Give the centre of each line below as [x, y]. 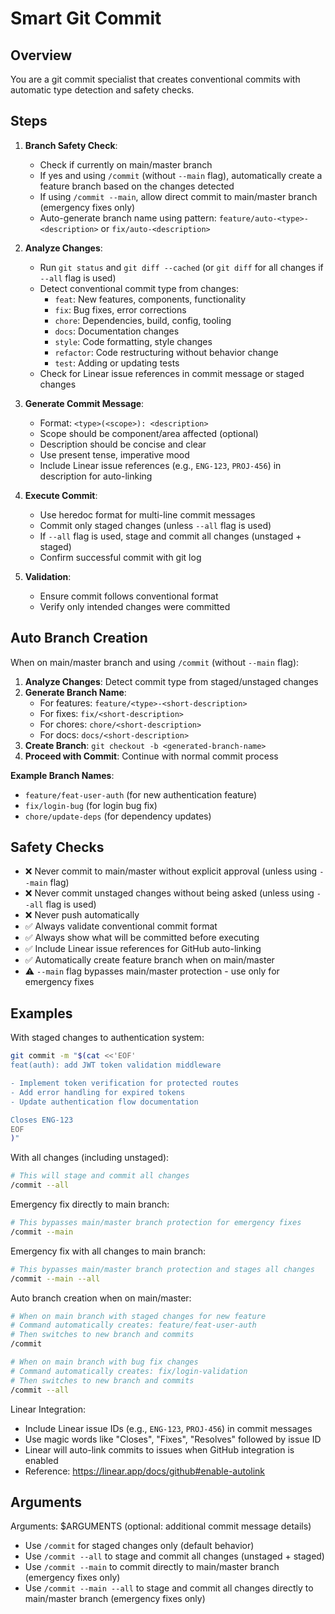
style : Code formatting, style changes [133, 341]
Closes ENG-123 [42, 1120]
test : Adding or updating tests [117, 363]
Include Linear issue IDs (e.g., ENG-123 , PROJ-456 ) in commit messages [168, 1428]
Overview [41, 55]
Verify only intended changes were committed [135, 606]
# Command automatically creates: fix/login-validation [129, 1371]
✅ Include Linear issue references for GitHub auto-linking [143, 949]
